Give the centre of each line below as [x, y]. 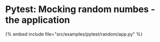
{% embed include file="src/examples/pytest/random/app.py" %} [74, 34]
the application [38, 20]
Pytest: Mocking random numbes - [80, 9]
